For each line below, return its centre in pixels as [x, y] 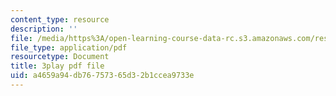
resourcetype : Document [60, 57]
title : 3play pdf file [57, 66]
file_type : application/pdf [69, 47]
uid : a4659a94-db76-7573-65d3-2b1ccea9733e [102, 76]
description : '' [44, 29]
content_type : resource [60, 19]
